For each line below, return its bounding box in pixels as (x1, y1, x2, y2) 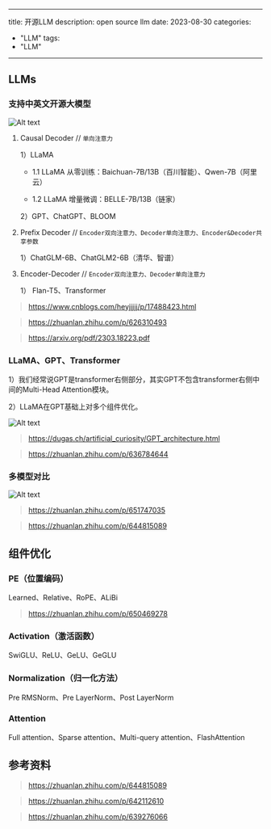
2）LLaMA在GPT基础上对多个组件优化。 (8, 402, 143, 411)
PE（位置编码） (8, 573, 69, 584)
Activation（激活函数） (8, 630, 99, 642)
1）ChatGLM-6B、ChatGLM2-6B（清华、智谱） (19, 252, 179, 263)
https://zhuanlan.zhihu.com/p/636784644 (27, 449, 169, 459)
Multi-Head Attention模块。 (22, 385, 114, 394)
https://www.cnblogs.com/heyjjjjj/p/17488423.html (27, 301, 197, 311)
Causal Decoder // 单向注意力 (19, 133, 113, 142)
